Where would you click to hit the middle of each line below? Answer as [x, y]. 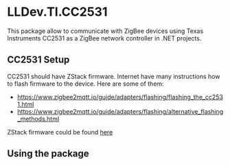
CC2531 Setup [38, 60]
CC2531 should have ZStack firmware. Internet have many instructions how [114, 76]
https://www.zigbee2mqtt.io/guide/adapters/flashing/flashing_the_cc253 [120, 97]
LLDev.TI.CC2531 [57, 12]
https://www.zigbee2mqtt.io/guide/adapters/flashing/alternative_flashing [120, 111]
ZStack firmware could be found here [60, 132]
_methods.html [38, 119]
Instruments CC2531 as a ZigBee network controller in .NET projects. [104, 38]
